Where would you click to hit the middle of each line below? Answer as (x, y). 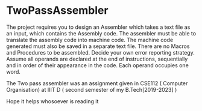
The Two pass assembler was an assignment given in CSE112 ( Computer (97, 83)
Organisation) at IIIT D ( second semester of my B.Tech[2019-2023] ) (92, 89)
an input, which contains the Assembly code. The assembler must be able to (101, 33)
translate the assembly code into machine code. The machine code (90, 40)
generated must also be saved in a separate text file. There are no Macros (98, 46)
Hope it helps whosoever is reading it (52, 101)
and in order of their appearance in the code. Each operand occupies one (97, 65)
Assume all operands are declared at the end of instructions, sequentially (97, 59)
